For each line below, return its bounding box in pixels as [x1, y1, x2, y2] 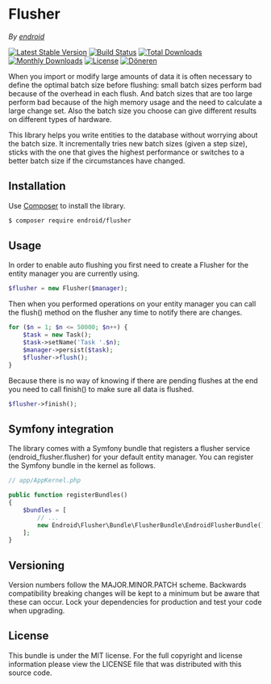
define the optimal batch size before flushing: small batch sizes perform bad [8, 80, 262, 90]
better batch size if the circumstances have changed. [8, 155, 186, 166]
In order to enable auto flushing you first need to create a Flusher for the [8, 260, 248, 270]
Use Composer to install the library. [8, 201, 126, 210]
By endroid [8, 32, 45, 41]
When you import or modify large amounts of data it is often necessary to [8, 71, 252, 81]
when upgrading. [8, 606, 65, 615]
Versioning [8, 559, 65, 572]
